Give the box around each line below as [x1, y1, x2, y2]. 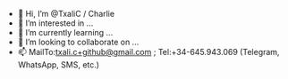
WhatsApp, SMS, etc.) [17, 59, 100, 70]
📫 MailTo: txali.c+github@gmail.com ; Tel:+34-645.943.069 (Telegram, [17, 47, 280, 57]
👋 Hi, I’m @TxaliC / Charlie [17, 9, 114, 19]
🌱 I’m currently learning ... [17, 28, 114, 37]
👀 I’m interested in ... [17, 18, 94, 28]
